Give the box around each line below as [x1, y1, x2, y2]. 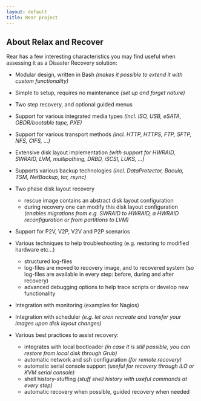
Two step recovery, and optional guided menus [15, 101, 133, 108]
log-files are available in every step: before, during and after [24, 270, 174, 278]
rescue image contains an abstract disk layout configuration [24, 197, 174, 204]
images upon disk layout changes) [15, 320, 102, 327]
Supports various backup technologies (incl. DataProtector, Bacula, [15, 167, 184, 174]
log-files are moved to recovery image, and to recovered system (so [24, 264, 194, 272]
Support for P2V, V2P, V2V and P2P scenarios [15, 228, 130, 235]
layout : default [6, 8, 47, 15]
